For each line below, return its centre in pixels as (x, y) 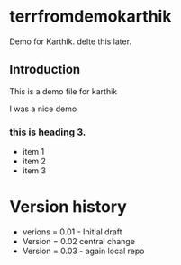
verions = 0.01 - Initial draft (72, 232)
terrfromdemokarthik (90, 17)
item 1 (33, 152)
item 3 (34, 171)
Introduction (45, 70)
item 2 (34, 161)
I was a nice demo (43, 109)
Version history (68, 207)
